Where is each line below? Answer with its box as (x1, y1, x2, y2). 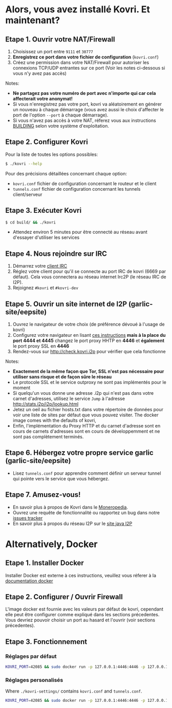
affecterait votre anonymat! (12, 96, 73, 102)
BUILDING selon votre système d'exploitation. (12, 123, 109, 129)
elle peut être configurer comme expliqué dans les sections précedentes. (5, 612, 160, 618)
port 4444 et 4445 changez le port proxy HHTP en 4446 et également (12, 337, 165, 343)
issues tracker (12, 515, 43, 521)
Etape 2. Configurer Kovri (5, 137, 88, 147)
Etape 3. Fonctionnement (5, 637, 88, 646)
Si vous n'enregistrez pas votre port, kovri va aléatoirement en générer (12, 101, 162, 107)
